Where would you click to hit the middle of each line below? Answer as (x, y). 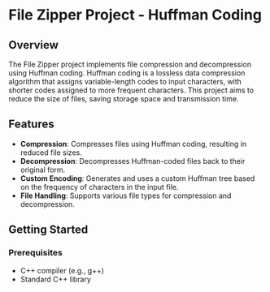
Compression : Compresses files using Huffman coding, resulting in (133, 144)
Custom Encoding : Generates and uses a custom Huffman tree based (137, 178)
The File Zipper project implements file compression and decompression (130, 64)
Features (31, 125)
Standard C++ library (56, 279)
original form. (43, 170)
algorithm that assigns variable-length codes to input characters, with (125, 82)
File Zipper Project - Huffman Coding (135, 15)
